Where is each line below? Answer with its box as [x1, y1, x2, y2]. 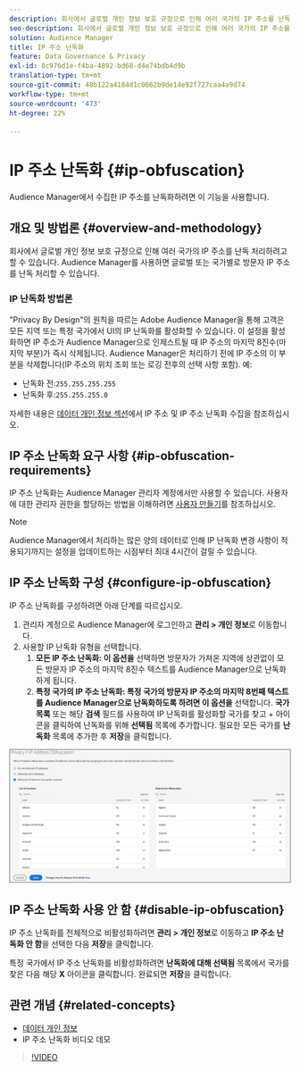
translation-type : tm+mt [9, 71, 102, 80]
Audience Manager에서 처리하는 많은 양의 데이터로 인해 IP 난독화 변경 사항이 [9, 535, 279, 546]
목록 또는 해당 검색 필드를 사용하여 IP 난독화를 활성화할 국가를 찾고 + [35, 708, 274, 719]
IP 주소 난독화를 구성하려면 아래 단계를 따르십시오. [9, 599, 183, 611]
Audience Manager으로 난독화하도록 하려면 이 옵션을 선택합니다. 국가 [44, 697, 290, 707]
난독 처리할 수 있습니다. [18, 268, 100, 279]
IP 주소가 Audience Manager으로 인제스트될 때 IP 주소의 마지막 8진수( [32, 337, 279, 347]
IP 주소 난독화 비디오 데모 [21, 1034, 112, 1045]
